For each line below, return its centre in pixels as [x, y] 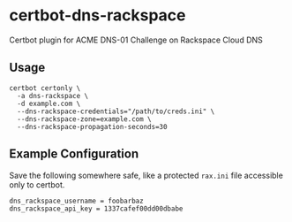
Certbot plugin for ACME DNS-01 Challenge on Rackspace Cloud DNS [136, 40]
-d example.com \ [49, 103]
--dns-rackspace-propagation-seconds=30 [92, 126]
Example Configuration [74, 154]
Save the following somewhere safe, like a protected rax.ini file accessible [146, 175]
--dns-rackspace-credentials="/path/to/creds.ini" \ [116, 111]
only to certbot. [37, 184]
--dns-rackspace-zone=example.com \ [84, 119]
